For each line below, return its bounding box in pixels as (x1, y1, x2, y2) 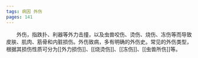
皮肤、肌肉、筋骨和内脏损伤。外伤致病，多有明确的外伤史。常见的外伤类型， (6, 38, 192, 45)
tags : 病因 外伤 (6, 8, 42, 15)
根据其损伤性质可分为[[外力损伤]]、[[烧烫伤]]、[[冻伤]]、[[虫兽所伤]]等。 (6, 45, 181, 53)
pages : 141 (6, 14, 33, 20)
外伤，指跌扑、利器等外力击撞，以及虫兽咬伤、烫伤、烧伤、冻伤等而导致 (16, 30, 192, 38)
